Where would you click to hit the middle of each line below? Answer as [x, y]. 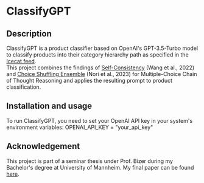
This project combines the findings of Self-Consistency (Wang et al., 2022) [100, 67]
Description [29, 34]
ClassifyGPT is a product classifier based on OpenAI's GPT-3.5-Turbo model [102, 48]
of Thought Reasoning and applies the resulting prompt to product [89, 81]
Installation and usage [49, 106]
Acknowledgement [43, 146]
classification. [24, 87]
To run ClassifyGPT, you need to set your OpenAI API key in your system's [100, 120]
